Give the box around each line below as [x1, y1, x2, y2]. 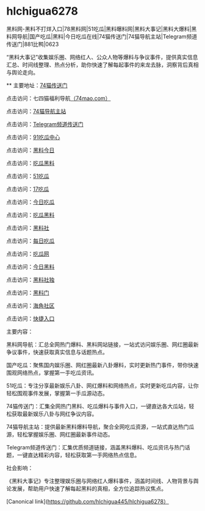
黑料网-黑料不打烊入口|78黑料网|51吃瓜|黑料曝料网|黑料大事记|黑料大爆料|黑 [6, 25, 197, 32]
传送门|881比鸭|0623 [6, 40, 59, 48]
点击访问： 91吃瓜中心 [6, 133, 60, 141]
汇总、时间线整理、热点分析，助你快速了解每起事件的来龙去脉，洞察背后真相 [6, 61, 199, 68]
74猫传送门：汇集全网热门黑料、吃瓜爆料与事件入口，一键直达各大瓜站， [6, 402, 189, 410]
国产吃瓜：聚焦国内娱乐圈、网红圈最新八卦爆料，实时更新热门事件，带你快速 [6, 361, 199, 368]
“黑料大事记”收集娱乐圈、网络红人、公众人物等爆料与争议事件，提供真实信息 [6, 53, 198, 60]
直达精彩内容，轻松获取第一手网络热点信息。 [27, 451, 140, 459]
